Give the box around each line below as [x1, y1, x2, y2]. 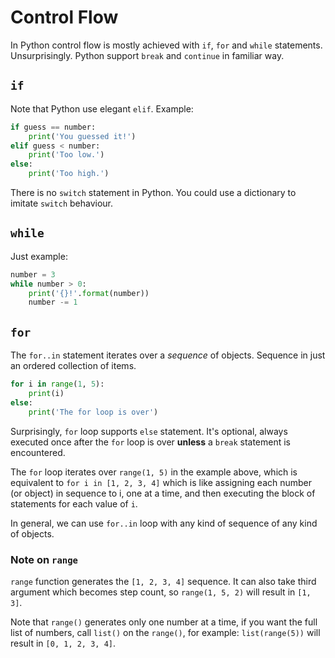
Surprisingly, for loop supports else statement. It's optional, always [10, 425, 288, 437]
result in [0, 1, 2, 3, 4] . [10, 637, 117, 649]
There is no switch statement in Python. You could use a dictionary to [10, 187, 297, 198]
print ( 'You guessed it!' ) [28, 131, 137, 141]
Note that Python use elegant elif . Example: [10, 102, 194, 115]
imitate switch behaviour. [10, 197, 114, 209]
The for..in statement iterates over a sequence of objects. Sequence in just [10, 349, 326, 361]
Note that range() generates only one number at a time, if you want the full [10, 616, 318, 628]
